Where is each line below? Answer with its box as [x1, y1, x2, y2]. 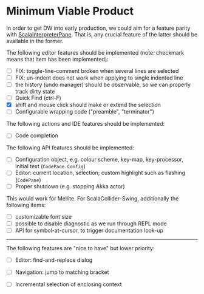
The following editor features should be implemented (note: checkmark [6, 49, 184, 56]
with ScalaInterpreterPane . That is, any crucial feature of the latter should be [6, 30, 198, 38]
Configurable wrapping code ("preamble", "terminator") [15, 108, 155, 115]
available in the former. [6, 37, 64, 44]
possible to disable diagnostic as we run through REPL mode [15, 220, 167, 227]
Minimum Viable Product [6, 4, 134, 18]
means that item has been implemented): [6, 55, 109, 63]
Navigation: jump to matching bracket [15, 268, 109, 276]
